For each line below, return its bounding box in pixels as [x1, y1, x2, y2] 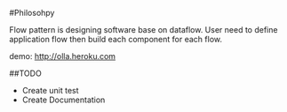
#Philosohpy [9, 8, 55, 18]
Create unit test [21, 86, 79, 95]
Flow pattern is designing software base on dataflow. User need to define [9, 25, 278, 34]
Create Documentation [21, 94, 106, 105]
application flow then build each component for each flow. [9, 34, 222, 44]
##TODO [9, 68, 42, 78]
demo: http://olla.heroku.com [9, 51, 116, 61]
